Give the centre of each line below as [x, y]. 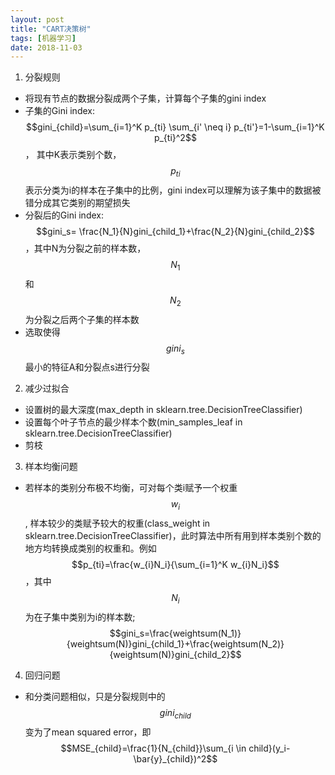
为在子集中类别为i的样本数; [80, 617]
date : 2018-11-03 [46, 47]
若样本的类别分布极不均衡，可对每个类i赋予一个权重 [131, 488]
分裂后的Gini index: [64, 215]
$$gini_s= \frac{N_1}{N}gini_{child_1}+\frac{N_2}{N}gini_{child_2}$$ [175, 232]
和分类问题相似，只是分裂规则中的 [95, 697]
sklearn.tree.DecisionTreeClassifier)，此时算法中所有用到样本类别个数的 [173, 536]
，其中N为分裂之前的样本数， [85, 248]
